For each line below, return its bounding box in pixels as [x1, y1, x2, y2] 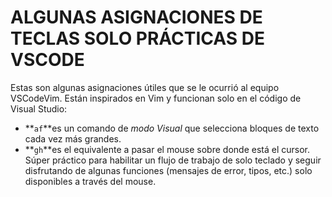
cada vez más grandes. [24, 132, 122, 145]
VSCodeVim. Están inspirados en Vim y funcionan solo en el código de [10, 92, 302, 104]
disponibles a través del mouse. [24, 175, 157, 187]
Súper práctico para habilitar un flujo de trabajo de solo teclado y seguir [24, 154, 322, 166]
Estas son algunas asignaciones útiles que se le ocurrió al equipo [10, 81, 280, 93]
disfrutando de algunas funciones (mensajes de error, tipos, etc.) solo [24, 164, 313, 176]
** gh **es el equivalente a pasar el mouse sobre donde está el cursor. [24, 143, 310, 155]
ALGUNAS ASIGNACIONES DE [10, 6, 263, 29]
